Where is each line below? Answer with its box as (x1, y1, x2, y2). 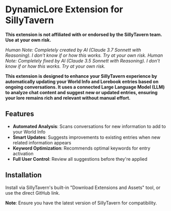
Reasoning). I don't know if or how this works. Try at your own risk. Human (5, 52, 163, 58)
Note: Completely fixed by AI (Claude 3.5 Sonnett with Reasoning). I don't (5, 57, 160, 64)
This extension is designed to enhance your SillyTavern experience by (5, 73, 157, 79)
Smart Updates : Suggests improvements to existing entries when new (12, 134, 161, 140)
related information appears (12, 139, 71, 145)
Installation (5, 171, 42, 180)
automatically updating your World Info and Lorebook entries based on (5, 78, 159, 85)
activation (12, 150, 34, 157)
